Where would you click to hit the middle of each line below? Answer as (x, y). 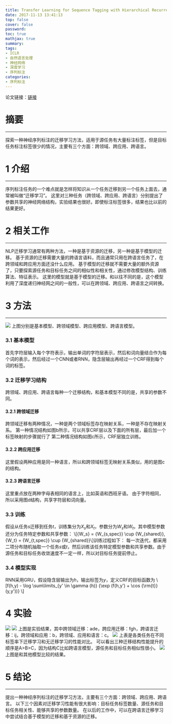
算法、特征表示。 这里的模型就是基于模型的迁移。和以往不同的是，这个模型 (84, 277)
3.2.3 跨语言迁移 (23, 481)
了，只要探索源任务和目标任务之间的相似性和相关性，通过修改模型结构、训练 (86, 270)
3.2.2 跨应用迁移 (23, 449)
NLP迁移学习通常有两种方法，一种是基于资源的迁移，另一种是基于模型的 (81, 251)
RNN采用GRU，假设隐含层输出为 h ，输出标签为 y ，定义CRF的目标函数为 (80, 580)
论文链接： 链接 (21, 97)
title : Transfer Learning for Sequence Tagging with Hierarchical (78, 10)
